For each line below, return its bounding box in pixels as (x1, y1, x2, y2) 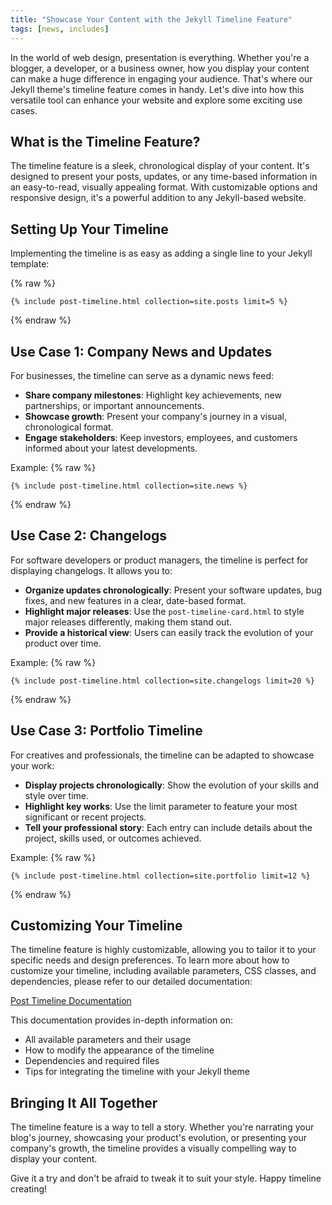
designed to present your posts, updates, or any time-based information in (10, 171, 318, 183)
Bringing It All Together (10, 1094, 158, 1111)
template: (10, 258, 50, 270)
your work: (10, 759, 55, 771)
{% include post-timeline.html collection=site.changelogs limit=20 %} (10, 676, 315, 686)
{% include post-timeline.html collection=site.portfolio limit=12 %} (10, 871, 311, 881)
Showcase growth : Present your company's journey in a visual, (24, 410, 287, 422)
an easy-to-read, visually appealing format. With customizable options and (10, 181, 318, 193)
